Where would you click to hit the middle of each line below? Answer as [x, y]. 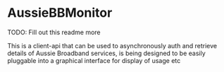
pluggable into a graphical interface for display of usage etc [94, 60]
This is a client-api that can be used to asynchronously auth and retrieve [112, 45]
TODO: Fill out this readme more [54, 32]
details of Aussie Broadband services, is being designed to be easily [106, 53]
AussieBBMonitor [60, 13]
